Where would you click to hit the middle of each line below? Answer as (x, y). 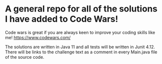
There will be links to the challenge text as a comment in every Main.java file (81, 52)
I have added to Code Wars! (62, 19)
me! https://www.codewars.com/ (38, 38)
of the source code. (25, 57)
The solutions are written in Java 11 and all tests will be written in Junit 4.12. (80, 47)
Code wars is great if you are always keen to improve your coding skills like (80, 32)
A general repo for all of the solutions (81, 9)
